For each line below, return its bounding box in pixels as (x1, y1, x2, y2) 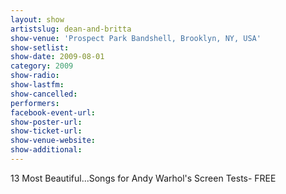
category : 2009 (10, 61, 74, 71)
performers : (10, 98, 60, 108)
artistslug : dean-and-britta (10, 24, 132, 34)
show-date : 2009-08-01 (10, 52, 105, 62)
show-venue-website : (10, 136, 97, 146)
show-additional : (10, 145, 83, 155)
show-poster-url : (10, 117, 83, 127)
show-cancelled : (10, 89, 78, 99)
